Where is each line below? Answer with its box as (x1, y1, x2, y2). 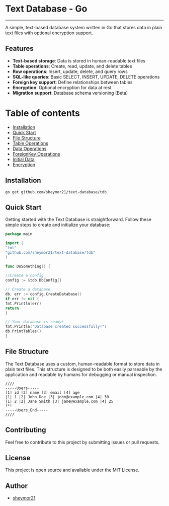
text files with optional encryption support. (5, 30, 93, 36)
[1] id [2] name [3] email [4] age (5, 390, 80, 395)
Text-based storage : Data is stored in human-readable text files (12, 57, 146, 63)
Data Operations (12, 146, 47, 152)
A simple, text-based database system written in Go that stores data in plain (5, 24, 162, 30)
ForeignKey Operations (12, 151, 60, 157)
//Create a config (5, 273, 44, 278)
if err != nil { (5, 296, 39, 301)
